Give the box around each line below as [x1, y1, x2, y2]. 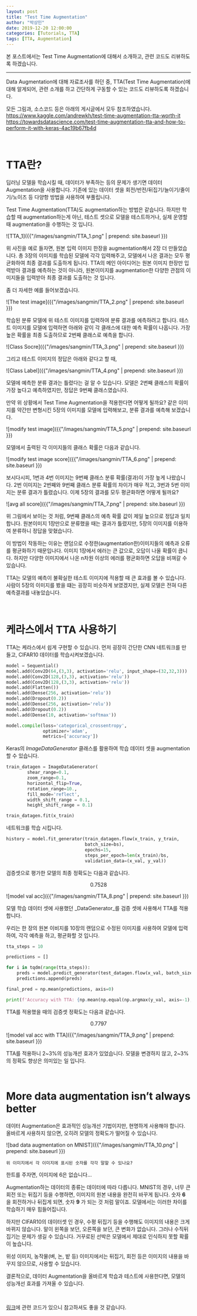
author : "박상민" [6, 19, 45, 25]
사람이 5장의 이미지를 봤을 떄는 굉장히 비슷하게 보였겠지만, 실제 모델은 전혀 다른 [6, 582, 188, 589]
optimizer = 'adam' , [43, 728, 88, 734]
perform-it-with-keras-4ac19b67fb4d [6, 125, 97, 131]
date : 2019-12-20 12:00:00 [6, 25, 72, 31]
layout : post [6, 8, 38, 15]
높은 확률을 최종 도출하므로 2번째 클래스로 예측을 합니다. [6, 331, 135, 338]
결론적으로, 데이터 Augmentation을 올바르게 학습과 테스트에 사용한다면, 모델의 [6, 1272, 186, 1280]
